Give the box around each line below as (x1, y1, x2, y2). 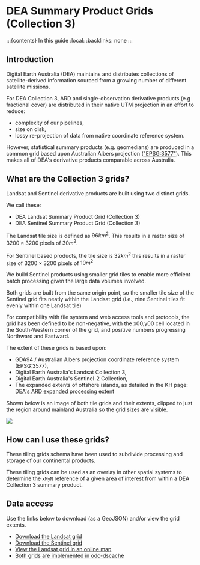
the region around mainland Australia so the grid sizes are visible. (6, 406, 168, 413)
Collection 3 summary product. (6, 481, 83, 488)
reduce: (6, 107, 26, 115)
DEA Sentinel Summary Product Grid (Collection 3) (14, 219, 141, 227)
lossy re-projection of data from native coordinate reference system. (14, 132, 185, 139)
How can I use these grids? (6, 435, 110, 445)
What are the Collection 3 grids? (6, 174, 130, 184)
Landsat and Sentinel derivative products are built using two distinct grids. (6, 189, 190, 197)
